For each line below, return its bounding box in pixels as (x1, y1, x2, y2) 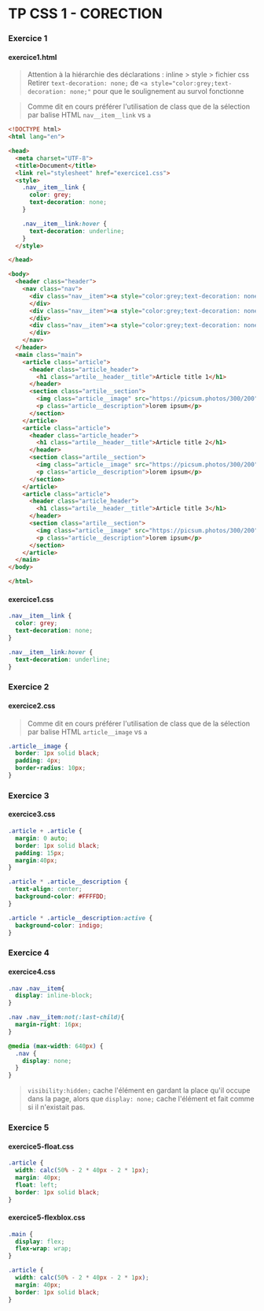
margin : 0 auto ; (15, 834, 68, 842)
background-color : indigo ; (15, 921, 104, 930)
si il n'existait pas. (27, 1102, 86, 1112)
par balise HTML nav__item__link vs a (27, 110, 152, 120)
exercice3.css (8, 809, 56, 819)
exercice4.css (8, 967, 56, 976)
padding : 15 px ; (15, 849, 65, 857)
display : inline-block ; (15, 992, 93, 1000)
